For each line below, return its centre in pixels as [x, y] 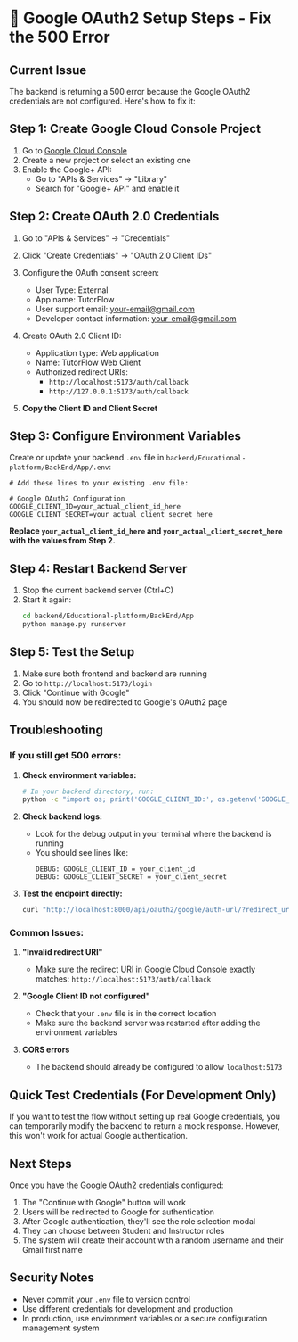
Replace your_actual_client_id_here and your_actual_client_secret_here [146, 531]
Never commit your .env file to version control [106, 1299]
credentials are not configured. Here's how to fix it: [102, 101]
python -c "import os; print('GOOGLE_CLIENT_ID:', [118, 799]
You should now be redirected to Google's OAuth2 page [125, 702]
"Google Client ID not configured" [86, 996]
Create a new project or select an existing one [106, 160]
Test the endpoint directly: [72, 894]
